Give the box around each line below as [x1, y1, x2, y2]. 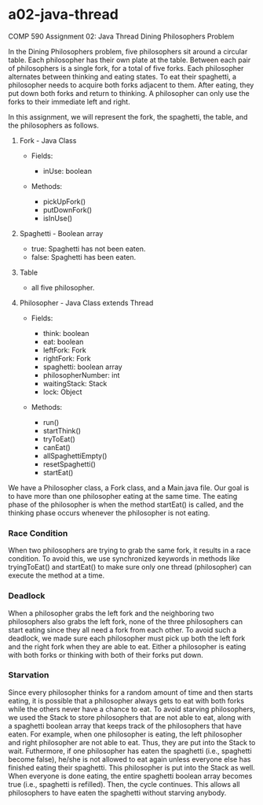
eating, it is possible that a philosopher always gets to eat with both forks [8, 696, 245, 705]
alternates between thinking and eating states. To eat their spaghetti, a [8, 72, 237, 81]
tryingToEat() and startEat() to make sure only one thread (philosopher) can [8, 563, 252, 572]
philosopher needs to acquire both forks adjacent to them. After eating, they [8, 80, 254, 90]
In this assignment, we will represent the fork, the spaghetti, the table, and [8, 112, 248, 121]
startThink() [42, 426, 81, 435]
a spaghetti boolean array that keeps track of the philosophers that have [8, 721, 242, 730]
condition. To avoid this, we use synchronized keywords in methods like [8, 554, 240, 563]
